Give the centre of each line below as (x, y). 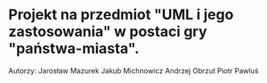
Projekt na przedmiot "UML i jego (121, 15)
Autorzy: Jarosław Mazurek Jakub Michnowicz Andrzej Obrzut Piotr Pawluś (133, 70)
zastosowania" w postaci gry (108, 32)
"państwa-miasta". (74, 49)
